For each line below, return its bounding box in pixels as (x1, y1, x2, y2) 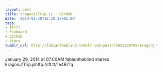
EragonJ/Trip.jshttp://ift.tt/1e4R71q (5, 61, 74, 67)
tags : (5, 20, 16, 26)
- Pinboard (5, 29, 27, 34)
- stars (5, 39, 21, 43)
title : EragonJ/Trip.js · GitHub (5, 12, 73, 16)
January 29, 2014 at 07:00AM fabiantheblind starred (5, 56, 110, 62)
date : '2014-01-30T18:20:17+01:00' (5, 16, 77, 21)
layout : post (5, 7, 32, 12)
